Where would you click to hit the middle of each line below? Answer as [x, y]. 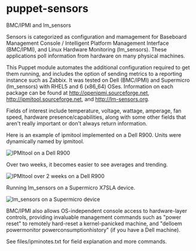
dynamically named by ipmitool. [45, 141]
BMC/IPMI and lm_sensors [39, 25]
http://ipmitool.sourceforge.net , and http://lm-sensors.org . [78, 99]
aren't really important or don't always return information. [77, 123]
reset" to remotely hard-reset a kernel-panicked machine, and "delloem [94, 224]
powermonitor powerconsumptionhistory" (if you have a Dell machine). [94, 229]
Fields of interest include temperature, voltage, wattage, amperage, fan [94, 111]
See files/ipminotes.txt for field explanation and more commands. [87, 241]
